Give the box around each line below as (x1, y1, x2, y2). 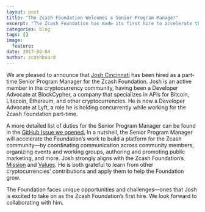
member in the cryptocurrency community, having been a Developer (6, 84, 179, 92)
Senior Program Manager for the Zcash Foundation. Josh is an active (18, 78, 192, 85)
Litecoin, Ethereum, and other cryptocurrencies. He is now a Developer (6, 97, 185, 104)
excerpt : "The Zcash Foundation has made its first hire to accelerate (6, 20, 192, 26)
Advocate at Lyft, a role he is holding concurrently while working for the (6, 103, 186, 111)
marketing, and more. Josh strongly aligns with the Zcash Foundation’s (6, 154, 184, 162)
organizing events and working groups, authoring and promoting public (6, 148, 185, 155)
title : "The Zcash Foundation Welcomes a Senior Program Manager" (6, 15, 179, 21)
